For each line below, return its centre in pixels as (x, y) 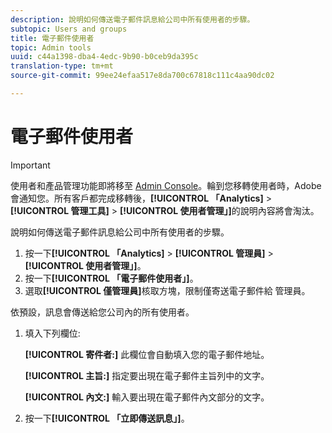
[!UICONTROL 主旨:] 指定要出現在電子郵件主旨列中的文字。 (147, 375)
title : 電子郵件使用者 (52, 38)
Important (30, 165)
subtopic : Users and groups (69, 29)
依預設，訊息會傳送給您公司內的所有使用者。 (102, 312)
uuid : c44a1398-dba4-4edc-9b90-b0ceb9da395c (104, 57)
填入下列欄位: (52, 333)
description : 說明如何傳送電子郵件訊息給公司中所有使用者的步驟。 (132, 19)
